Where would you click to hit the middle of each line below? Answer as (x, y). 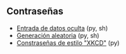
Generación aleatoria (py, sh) (58, 35)
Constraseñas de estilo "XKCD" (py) (68, 43)
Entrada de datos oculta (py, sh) (62, 28)
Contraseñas (35, 11)
